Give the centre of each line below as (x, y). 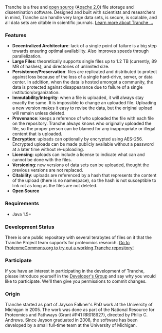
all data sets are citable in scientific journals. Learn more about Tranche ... (79, 22)
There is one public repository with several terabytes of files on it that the (79, 237)
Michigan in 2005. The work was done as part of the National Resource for (80, 310)
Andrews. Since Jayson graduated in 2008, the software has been (71, 320)
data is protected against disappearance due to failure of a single (77, 87)
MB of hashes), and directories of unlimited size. (61, 67)
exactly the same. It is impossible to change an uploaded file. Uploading (84, 103)
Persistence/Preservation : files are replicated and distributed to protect (84, 72)
